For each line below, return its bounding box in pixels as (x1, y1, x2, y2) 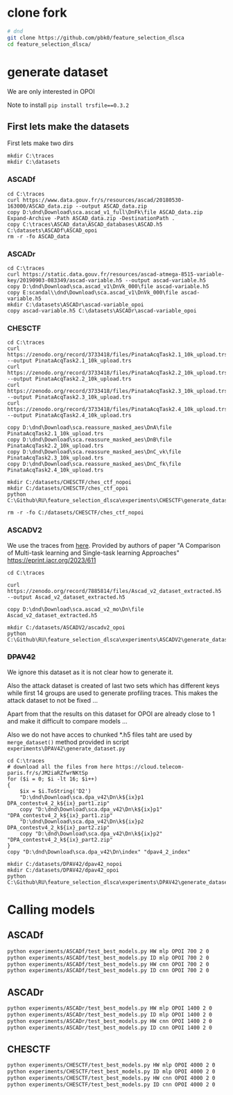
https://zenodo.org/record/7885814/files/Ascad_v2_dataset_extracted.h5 (7, 587, 222, 594)
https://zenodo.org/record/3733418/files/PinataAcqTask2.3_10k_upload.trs (7, 387, 228, 395)
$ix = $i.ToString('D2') (19, 787, 92, 794)
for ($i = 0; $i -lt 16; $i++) (7, 776, 98, 783)
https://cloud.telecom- (115, 763, 185, 770)
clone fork (7, 5, 67, 21)
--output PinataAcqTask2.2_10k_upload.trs (7, 376, 132, 383)
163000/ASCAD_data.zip (7, 203, 73, 210)
